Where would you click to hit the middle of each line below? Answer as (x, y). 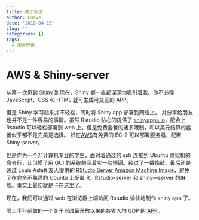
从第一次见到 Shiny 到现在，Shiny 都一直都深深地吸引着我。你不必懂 (90, 92)
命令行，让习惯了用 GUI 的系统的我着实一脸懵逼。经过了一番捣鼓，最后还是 (99, 162)
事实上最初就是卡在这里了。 (50, 185)
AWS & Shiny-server (58, 75)
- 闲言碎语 (23, 46)
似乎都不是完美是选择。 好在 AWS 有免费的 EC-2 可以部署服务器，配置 (96, 135)
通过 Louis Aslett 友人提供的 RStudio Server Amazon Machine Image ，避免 (98, 170)
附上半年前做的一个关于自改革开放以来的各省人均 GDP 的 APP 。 (85, 210)
